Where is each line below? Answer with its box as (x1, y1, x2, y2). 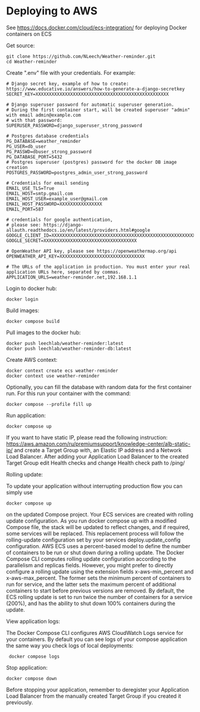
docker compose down (6, 676, 58, 682)
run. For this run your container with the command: (6, 390, 131, 397)
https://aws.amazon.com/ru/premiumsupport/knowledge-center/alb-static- (6, 440, 190, 447)
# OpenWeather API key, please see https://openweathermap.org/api (6, 248, 177, 254)
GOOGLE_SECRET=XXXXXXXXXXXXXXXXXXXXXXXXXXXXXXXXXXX (6, 237, 137, 243)
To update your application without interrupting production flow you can (6, 482, 183, 490)
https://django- (43, 222, 84, 228)
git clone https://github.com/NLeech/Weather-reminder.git (6, 53, 156, 59)
